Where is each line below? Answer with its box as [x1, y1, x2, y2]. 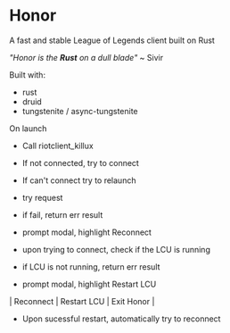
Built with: [9, 69, 46, 80]
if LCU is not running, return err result [21, 261, 160, 272]
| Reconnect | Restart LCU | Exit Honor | [9, 296, 155, 306]
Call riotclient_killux [21, 140, 94, 151]
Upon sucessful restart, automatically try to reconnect [21, 313, 221, 324]
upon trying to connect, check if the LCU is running [21, 244, 211, 254]
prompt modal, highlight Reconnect [21, 227, 152, 237]
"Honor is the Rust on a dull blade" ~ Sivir [9, 52, 163, 62]
